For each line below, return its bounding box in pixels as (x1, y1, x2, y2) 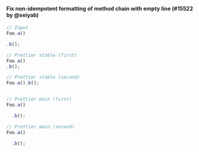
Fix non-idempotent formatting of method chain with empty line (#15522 (6, 5, 194, 12)
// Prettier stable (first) (6, 52, 78, 58)
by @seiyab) (6, 11, 39, 18)
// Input (6, 25, 29, 31)
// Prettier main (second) (6, 124, 75, 130)
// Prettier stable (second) (6, 74, 80, 81)
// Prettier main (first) (6, 96, 72, 102)
